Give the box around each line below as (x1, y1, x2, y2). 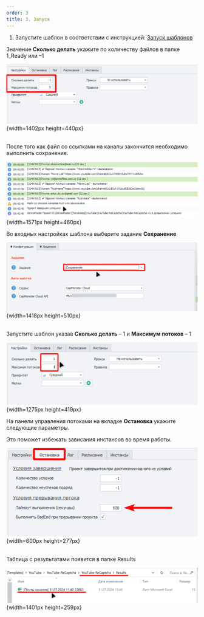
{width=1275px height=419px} (6, 406, 82, 413)
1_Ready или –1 (6, 52, 44, 59)
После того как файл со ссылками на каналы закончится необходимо (6, 143, 188, 150)
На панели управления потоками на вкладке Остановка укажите (6, 418, 176, 425)
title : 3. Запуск (6, 16, 50, 22)
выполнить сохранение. (6, 150, 69, 157)
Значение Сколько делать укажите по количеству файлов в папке (6, 46, 180, 53)
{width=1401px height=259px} (6, 604, 82, 611)
